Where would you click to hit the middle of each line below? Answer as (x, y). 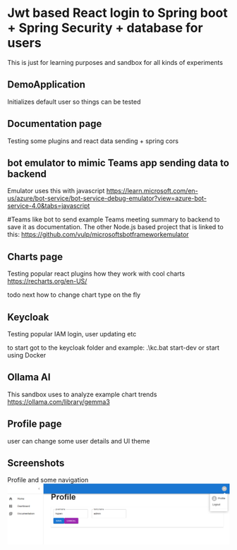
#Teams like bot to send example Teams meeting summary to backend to (114, 219)
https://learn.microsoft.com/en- (152, 191)
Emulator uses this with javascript (56, 191)
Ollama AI (29, 378)
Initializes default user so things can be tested (74, 102)
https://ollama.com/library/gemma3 (59, 402)
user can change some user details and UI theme (79, 441)
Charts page (35, 256)
